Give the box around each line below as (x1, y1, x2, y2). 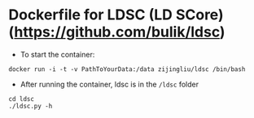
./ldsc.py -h (8, 102, 53, 110)
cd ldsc (8, 95, 35, 103)
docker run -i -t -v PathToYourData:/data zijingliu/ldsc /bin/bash (8, 65, 246, 74)
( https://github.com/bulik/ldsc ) (8, 23, 226, 41)
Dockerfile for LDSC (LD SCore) (8, 6, 224, 24)
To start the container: (20, 49, 95, 59)
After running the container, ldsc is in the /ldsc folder (20, 79, 199, 89)
